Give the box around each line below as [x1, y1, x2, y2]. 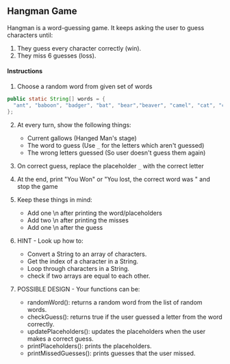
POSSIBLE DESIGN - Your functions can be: [16, 285, 140, 293]
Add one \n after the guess [27, 223, 103, 231]
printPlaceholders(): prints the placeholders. [27, 341, 152, 350]
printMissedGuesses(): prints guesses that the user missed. [27, 349, 196, 357]
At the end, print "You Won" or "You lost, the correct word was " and [16, 174, 210, 183]
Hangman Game [7, 5, 77, 17]
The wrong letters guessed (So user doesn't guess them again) [27, 148, 206, 157]
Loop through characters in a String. [27, 264, 130, 272]
